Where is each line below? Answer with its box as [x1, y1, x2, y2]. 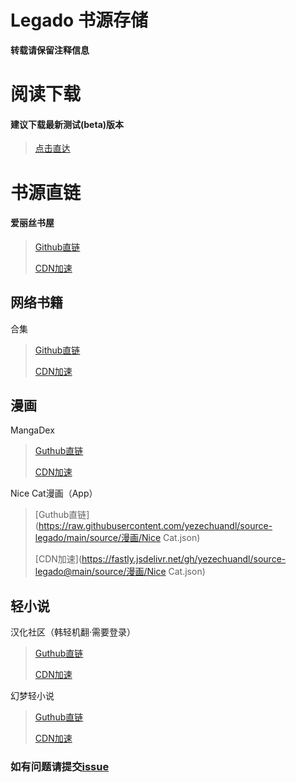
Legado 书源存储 [10, 9, 148, 32]
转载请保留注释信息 [10, 44, 90, 56]
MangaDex [10, 424, 55, 436]
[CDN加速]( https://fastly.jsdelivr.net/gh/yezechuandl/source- [34, 553, 287, 565]
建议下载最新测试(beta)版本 [10, 118, 125, 130]
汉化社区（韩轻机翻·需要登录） [10, 626, 137, 638]
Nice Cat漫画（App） [10, 487, 98, 500]
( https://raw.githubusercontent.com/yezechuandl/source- [34, 520, 273, 532]
